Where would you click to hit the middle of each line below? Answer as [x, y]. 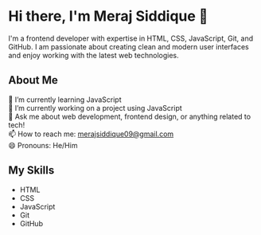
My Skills [31, 170]
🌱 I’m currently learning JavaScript [65, 100]
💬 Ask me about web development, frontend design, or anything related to [130, 116]
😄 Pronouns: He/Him [43, 145]
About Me [33, 80]
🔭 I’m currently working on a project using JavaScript [95, 108]
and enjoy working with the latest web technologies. [93, 55]
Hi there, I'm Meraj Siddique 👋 [108, 16]
